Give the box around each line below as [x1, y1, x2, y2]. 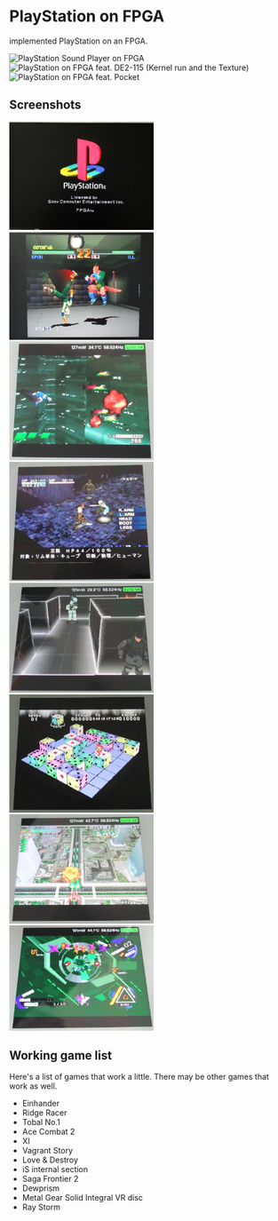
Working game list [9, 1048, 113, 1063]
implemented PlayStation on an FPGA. [9, 36, 148, 46]
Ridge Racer [21, 1107, 68, 1118]
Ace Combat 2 [21, 1126, 75, 1138]
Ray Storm [21, 1201, 60, 1213]
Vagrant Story [21, 1146, 74, 1156]
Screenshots [9, 98, 82, 113]
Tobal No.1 [21, 1117, 60, 1128]
